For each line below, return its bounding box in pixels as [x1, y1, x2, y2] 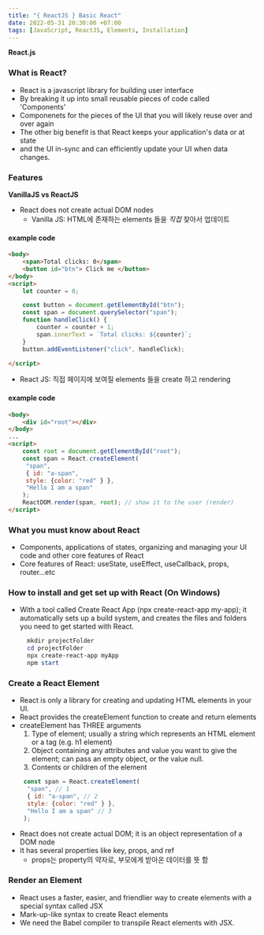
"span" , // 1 [27, 785, 70, 793]
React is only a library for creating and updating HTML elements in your [19, 696, 252, 705]
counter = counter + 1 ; [36, 324, 114, 332]
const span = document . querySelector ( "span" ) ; [22, 309, 178, 317]
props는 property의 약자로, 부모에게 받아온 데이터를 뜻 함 [31, 855, 209, 864]
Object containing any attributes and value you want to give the [31, 746, 238, 755]
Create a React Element [8, 677, 100, 688]
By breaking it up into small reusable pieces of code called [19, 94, 210, 103]
